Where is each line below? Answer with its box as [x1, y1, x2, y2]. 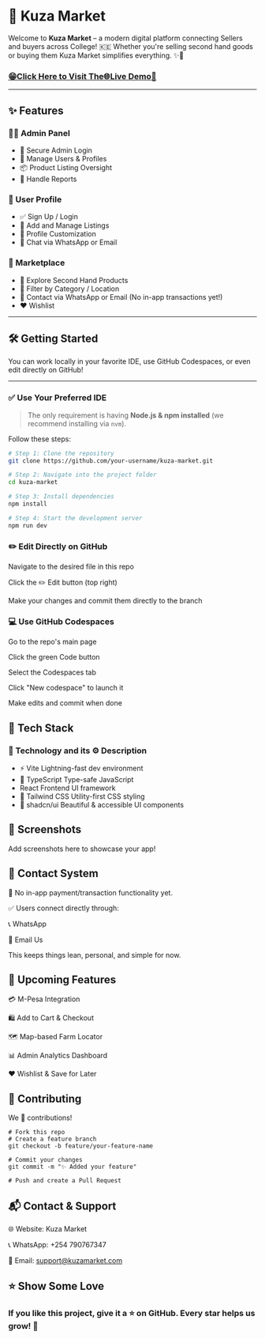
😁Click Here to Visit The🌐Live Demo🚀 [8, 70, 157, 81]
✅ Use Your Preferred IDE [8, 392, 107, 403]
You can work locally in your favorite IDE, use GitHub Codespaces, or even [8, 357, 251, 366]
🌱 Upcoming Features [8, 973, 117, 986]
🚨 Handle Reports [19, 174, 77, 183]
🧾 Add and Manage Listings [19, 221, 110, 230]
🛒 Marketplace [8, 257, 65, 268]
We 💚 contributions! [8, 1113, 73, 1122]
